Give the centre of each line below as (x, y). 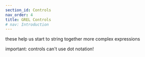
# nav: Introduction (27, 24)
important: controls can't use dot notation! (50, 49)
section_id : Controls (28, 10)
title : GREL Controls (28, 20)
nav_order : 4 (19, 15)
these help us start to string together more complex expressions (73, 39)
